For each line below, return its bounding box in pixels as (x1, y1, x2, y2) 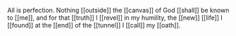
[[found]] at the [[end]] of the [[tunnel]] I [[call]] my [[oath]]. (7, 21, 181, 29)
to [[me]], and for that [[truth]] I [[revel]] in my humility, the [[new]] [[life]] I (7, 13, 223, 22)
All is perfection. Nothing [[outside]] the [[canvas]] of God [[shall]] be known (7, 6, 230, 14)
